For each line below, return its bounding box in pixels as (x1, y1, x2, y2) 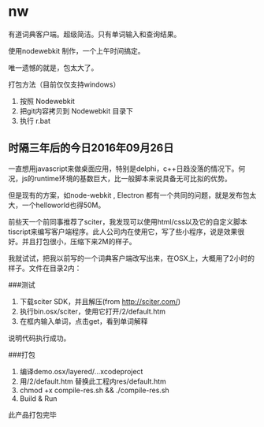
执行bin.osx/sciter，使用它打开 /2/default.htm (19, 306, 165, 316)
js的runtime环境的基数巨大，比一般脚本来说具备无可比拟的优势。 (21, 173, 232, 183)
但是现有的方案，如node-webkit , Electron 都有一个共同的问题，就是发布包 (8, 190, 250, 199)
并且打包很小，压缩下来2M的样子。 (21, 236, 136, 246)
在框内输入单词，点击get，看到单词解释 (19, 316, 148, 325)
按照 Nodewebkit (19, 96, 75, 106)
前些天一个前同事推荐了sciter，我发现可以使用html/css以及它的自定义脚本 (8, 217, 247, 226)
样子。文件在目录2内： (8, 263, 82, 273)
